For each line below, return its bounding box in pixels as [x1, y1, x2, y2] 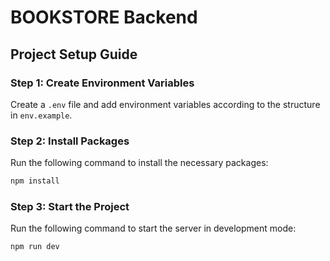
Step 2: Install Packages [10, 134, 130, 148]
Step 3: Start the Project [10, 199, 130, 213]
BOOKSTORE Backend [10, 6, 198, 29]
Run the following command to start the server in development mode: [10, 222, 297, 235]
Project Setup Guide [10, 46, 138, 63]
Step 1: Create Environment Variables [10, 76, 195, 90]
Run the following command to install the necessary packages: [10, 157, 269, 169]
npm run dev [10, 242, 60, 252]
